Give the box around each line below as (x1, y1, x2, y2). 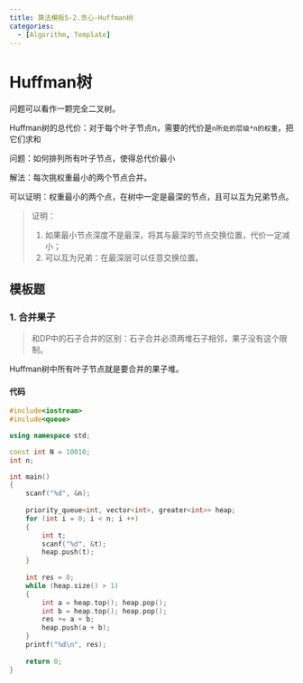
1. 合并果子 (9, 311, 56, 323)
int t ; (41, 530, 67, 540)
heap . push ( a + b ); (41, 623, 111, 632)
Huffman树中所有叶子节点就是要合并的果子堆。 (9, 363, 184, 374)
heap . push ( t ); (41, 547, 95, 557)
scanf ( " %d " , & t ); (41, 539, 106, 548)
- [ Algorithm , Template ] (17, 30, 111, 39)
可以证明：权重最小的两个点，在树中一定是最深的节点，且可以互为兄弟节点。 (9, 192, 294, 202)
